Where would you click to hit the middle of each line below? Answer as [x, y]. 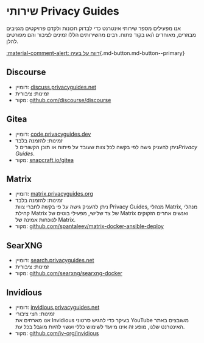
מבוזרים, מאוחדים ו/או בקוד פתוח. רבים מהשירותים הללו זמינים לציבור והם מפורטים [101, 34]
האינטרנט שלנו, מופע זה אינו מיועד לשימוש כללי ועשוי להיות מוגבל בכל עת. [100, 326]
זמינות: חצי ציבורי [35, 314]
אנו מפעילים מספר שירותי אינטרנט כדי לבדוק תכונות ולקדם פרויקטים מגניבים [93, 28]
